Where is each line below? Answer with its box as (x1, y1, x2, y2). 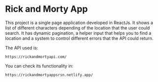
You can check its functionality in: (5, 63, 74, 69)
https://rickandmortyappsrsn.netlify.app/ (5, 72, 93, 77)
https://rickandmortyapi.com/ (5, 54, 67, 59)
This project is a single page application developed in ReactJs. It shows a (5, 20, 154, 26)
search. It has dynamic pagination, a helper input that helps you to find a (5, 30, 152, 36)
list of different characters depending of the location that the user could (5, 25, 150, 30)
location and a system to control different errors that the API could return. (5, 35, 154, 41)
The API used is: (5, 45, 38, 51)
